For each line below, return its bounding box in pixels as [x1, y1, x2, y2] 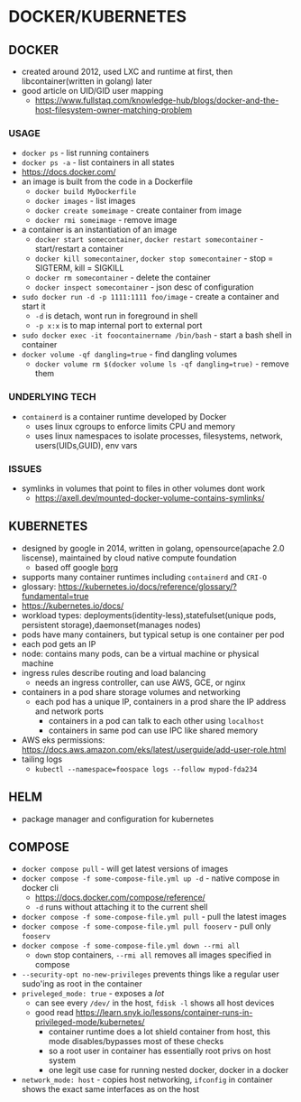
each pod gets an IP [21, 638, 96, 649]
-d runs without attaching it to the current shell [34, 902, 208, 912]
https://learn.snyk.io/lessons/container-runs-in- [75, 1007, 253, 1018]
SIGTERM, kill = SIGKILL [34, 263, 124, 273]
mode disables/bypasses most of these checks [48, 1036, 224, 1047]
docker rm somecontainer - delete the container [34, 273, 211, 283]
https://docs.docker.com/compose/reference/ [34, 892, 206, 903]
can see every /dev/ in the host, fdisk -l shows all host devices [34, 997, 275, 1008]
